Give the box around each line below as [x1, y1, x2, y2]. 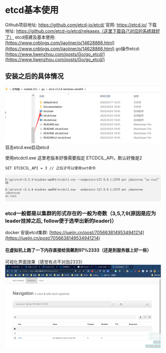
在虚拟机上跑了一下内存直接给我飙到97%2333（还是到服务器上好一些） [5, 247, 152, 253]
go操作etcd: [115, 46, 140, 51]
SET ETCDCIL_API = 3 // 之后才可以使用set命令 [5, 165, 96, 171]
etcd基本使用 [5, 4, 59, 16]
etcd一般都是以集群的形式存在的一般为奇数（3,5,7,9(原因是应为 [5, 210, 157, 217]
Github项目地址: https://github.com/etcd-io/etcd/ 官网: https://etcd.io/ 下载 [5, 22, 157, 28]
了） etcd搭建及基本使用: [5, 34, 56, 40]
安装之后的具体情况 [5, 72, 64, 81]
